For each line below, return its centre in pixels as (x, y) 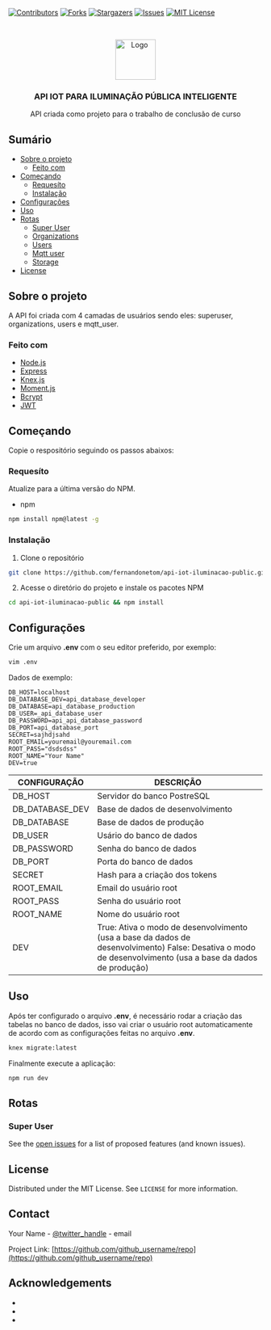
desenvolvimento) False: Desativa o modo (176, 947)
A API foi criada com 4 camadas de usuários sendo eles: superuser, (121, 315)
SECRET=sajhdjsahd (39, 734)
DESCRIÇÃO (178, 782)
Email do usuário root (137, 887)
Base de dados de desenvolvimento (164, 809)
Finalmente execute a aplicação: (62, 1063)
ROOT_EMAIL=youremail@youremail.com (70, 742)
